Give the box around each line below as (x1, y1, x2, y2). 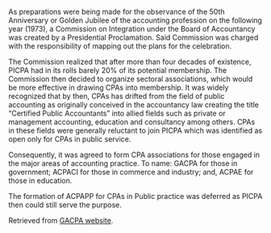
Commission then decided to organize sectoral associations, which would (8, 74, 253, 83)
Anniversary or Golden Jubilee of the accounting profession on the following (8, 15, 262, 25)
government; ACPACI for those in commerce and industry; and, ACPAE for (8, 167, 254, 176)
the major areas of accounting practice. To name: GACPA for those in (8, 159, 238, 168)
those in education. (8, 176, 73, 185)
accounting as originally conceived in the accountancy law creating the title (8, 100, 260, 109)
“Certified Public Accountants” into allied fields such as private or (8, 108, 226, 118)
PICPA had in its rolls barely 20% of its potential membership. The (8, 66, 227, 75)
